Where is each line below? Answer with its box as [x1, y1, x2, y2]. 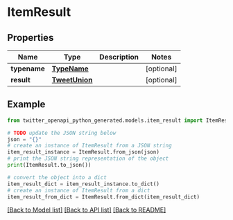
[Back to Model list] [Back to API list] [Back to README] [7, 205, 166, 214]
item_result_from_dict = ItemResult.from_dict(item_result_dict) [7, 193, 200, 201]
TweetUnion [51, 75, 93, 84]
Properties [7, 32, 54, 44]
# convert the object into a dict [7, 174, 107, 181]
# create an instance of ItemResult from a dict [7, 187, 150, 194]
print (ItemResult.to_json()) [7, 162, 92, 169]
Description [99, 53, 139, 62]
